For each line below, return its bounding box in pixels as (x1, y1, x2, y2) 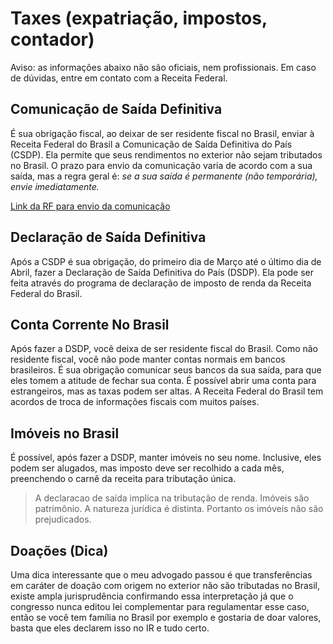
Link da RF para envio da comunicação (10, 200, 171, 212)
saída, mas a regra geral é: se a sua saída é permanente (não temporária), (10, 170, 318, 182)
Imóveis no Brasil (10, 425, 120, 442)
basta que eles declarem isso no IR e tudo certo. (10, 622, 210, 634)
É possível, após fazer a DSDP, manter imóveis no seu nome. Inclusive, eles (10, 452, 322, 464)
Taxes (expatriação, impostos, (10, 7, 268, 30)
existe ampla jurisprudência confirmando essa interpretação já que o (10, 590, 294, 602)
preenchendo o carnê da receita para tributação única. (10, 473, 237, 485)
